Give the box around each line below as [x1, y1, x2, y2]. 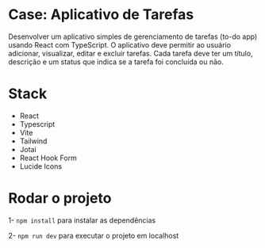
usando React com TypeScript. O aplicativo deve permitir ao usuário [8, 40, 232, 49]
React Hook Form [19, 153, 77, 162]
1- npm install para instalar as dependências [8, 216, 156, 225]
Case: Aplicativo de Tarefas [8, 6, 194, 24]
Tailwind [19, 136, 48, 146]
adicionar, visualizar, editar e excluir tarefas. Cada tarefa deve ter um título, [8, 48, 253, 58]
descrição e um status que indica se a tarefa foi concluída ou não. [8, 57, 224, 67]
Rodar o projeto [8, 189, 112, 208]
